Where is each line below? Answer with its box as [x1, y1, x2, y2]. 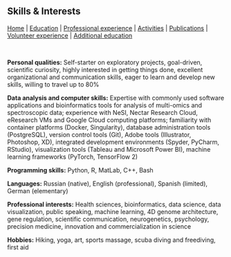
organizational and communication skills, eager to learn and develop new [7, 73, 216, 81]
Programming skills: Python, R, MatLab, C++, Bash [7, 166, 154, 174]
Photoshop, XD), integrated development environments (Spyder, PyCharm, [7, 138, 220, 146]
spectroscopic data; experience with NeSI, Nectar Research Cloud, [7, 108, 198, 116]
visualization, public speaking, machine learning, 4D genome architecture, [7, 207, 219, 215]
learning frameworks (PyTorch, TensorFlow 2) [7, 152, 138, 161]
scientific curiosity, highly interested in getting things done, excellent [7, 65, 203, 73]
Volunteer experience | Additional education [7, 31, 133, 39]
